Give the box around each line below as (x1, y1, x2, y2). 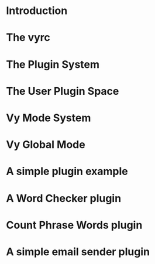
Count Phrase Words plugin (6, 218, 143, 232)
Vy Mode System (6, 111, 91, 124)
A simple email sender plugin (6, 245, 150, 258)
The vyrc (6, 31, 51, 44)
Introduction (6, 4, 68, 18)
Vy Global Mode (6, 138, 86, 152)
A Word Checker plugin (6, 191, 122, 205)
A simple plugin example (6, 165, 128, 178)
